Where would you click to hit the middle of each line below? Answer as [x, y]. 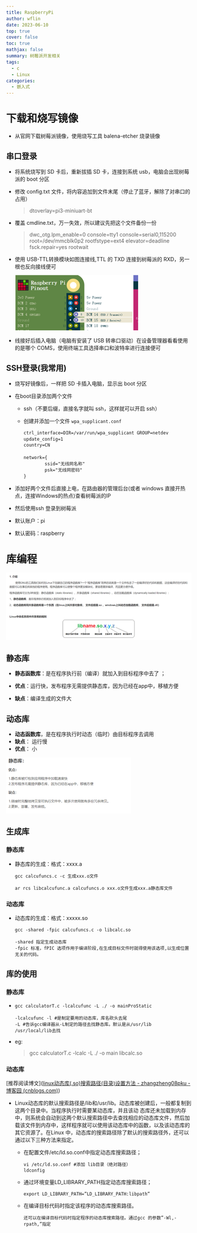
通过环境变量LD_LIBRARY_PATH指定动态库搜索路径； [88, 1182]
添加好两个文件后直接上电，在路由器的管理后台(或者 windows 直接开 [97, 488]
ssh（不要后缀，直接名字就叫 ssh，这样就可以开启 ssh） [92, 408]
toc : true [18, 44]
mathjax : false [25, 50]
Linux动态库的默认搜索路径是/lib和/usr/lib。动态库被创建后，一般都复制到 [103, 1103]
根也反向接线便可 [35, 266]
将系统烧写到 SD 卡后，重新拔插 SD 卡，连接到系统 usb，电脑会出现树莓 [102, 171]
